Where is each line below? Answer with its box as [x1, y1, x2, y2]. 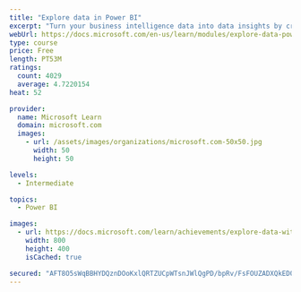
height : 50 [32, 154, 74, 163]
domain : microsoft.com [17, 121, 102, 130]
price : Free [9, 47, 54, 56]
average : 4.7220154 [17, 80, 90, 89]
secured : [9, 269, 42, 278]
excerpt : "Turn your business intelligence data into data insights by [9, 21, 282, 30]
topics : [9, 194, 39, 204]
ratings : [9, 64, 42, 73]
